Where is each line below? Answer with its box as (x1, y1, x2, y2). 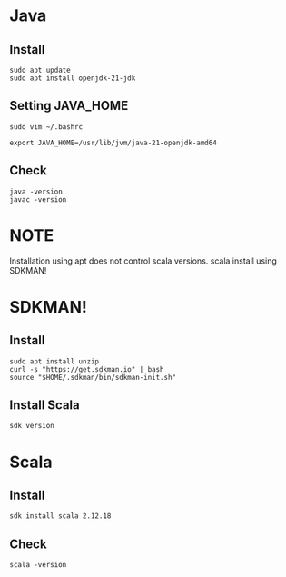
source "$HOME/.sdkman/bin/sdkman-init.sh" (9, 373, 177, 382)
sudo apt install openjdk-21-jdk (9, 74, 136, 83)
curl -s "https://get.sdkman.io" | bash (9, 364, 165, 373)
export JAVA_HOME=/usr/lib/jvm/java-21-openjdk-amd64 (9, 138, 218, 147)
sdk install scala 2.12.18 (9, 512, 112, 521)
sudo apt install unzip (9, 356, 100, 366)
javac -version (9, 194, 67, 204)
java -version (9, 187, 64, 196)
